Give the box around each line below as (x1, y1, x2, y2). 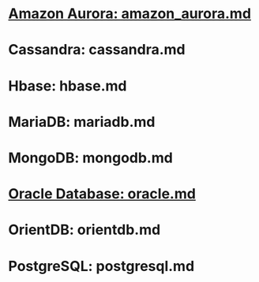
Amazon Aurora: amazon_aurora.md (8, 5, 251, 23)
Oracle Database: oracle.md (8, 185, 196, 203)
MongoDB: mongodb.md (8, 149, 174, 166)
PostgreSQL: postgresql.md (8, 257, 195, 275)
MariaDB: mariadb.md (8, 113, 156, 131)
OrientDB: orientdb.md (8, 221, 161, 239)
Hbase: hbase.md (8, 76, 127, 95)
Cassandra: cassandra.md (8, 41, 186, 59)
